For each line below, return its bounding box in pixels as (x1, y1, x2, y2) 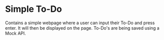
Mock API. (5, 30, 26, 36)
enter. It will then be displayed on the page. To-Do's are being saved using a (5, 25, 160, 31)
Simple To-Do (5, 3, 63, 15)
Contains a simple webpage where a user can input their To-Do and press (5, 20, 155, 26)
